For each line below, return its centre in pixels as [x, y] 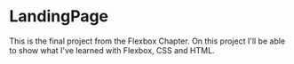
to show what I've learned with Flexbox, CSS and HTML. [112, 50]
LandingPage [59, 16]
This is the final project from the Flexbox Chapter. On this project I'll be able [147, 41]
